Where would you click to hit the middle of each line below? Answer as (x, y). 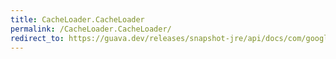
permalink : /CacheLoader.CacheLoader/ (91, 29)
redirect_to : (37, 38)
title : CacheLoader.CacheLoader (77, 19)
